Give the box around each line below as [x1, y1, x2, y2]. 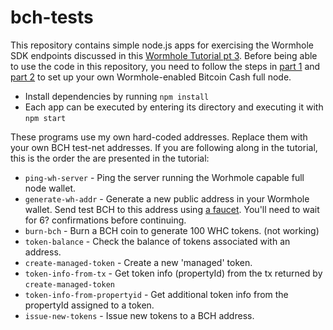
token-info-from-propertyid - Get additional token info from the [24, 288, 289, 300]
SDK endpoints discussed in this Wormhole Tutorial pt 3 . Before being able [10, 49, 318, 61]
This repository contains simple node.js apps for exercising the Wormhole [10, 39, 314, 51]
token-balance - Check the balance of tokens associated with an [24, 235, 291, 247]
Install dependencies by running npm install [24, 90, 210, 102]
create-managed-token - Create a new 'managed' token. [24, 256, 253, 268]
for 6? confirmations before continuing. [24, 214, 187, 226]
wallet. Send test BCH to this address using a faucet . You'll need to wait [24, 203, 320, 215]
